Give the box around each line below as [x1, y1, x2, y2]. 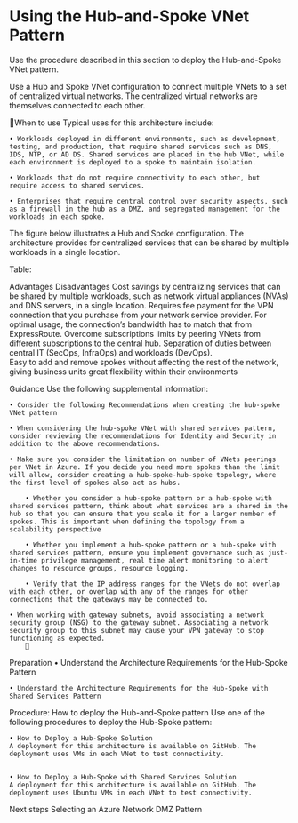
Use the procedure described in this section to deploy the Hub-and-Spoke [9, 54, 282, 65]
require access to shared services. [9, 180, 145, 190]
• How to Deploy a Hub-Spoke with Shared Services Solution [9, 772, 238, 781]
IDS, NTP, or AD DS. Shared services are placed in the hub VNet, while [9, 149, 285, 159]
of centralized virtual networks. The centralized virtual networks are [9, 91, 258, 101]
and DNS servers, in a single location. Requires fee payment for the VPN [9, 300, 274, 310]
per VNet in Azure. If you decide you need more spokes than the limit [9, 462, 280, 472]
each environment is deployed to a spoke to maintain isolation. [9, 157, 256, 166]
